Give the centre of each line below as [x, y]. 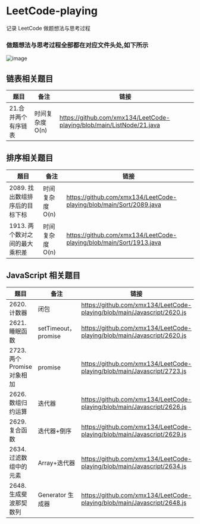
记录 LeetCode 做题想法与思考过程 [49, 28]
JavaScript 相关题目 [43, 276]
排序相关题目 [30, 158]
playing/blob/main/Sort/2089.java [114, 205]
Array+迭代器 [57, 463]
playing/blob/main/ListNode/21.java [110, 125]
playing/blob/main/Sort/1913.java [114, 242]
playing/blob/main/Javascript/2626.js [134, 407]
